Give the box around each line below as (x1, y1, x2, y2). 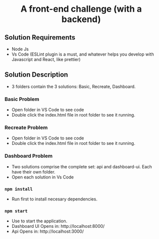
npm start (4, 208, 28, 214)
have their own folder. (11, 169, 55, 175)
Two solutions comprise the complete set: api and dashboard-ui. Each (11, 163, 152, 169)
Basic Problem (4, 96, 39, 102)
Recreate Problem (4, 124, 48, 131)
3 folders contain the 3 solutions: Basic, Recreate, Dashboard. (11, 83, 136, 89)
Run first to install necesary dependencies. (11, 196, 98, 202)
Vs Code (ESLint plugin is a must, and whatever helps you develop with (11, 51, 154, 57)
